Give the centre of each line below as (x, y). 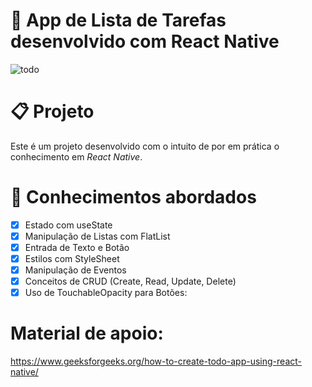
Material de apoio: (87, 333)
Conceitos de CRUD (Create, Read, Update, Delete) (130, 281)
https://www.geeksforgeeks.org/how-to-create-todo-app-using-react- (156, 361)
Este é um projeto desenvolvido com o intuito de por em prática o (145, 146)
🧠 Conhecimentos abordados (133, 197)
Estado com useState (68, 225)
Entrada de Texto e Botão (77, 247)
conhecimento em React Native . (76, 156)
